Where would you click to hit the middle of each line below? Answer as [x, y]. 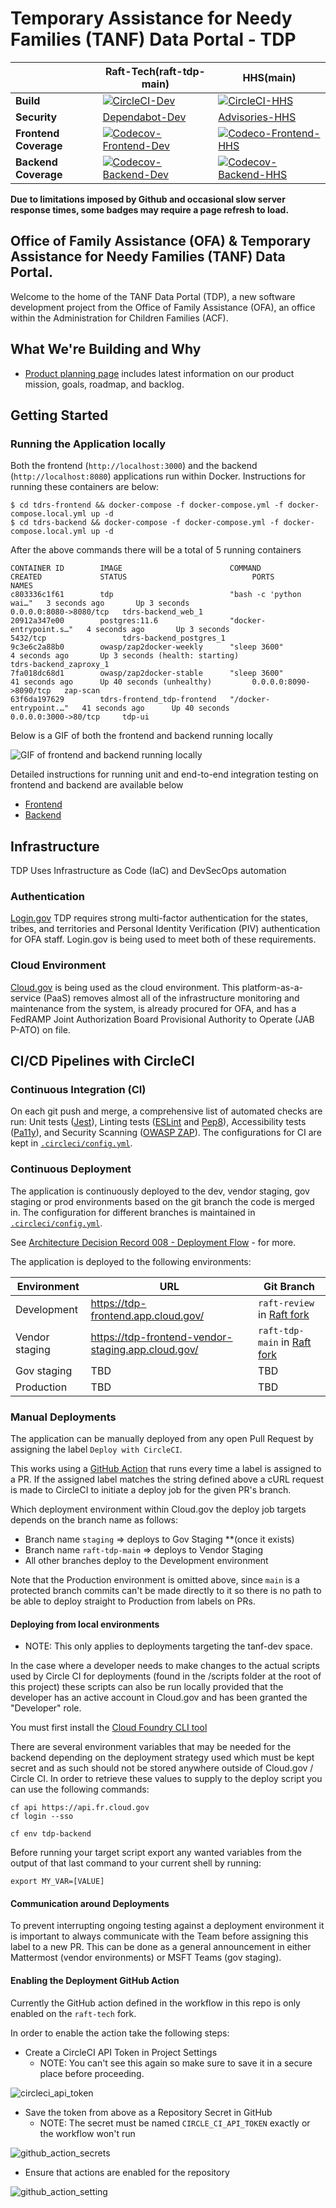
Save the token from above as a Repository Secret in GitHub [148, 2112]
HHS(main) [269, 77]
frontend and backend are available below [97, 785]
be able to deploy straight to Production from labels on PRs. [133, 1601]
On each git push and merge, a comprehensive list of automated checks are [166, 1111]
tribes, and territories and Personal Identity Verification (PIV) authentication [165, 929]
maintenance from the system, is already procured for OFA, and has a [153, 1008]
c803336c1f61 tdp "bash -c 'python [156, 595]
